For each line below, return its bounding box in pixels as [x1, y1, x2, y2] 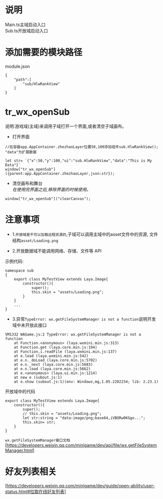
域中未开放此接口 [12, 322, 47, 328]
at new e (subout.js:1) [14, 375, 63, 380]
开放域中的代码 [5, 388, 35, 394]
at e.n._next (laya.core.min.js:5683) [14, 362, 93, 367]
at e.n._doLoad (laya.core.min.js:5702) [14, 358, 97, 362]
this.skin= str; [23, 419, 56, 425]
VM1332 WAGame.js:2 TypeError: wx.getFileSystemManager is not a [5, 332, 141, 337]
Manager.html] [5, 447, 35, 453]
